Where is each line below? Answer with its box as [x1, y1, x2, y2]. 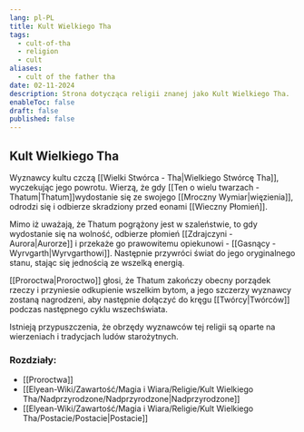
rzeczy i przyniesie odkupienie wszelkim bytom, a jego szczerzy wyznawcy [9, 284, 292, 295]
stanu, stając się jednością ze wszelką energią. [9, 257, 185, 268]
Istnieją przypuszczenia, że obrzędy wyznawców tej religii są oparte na [9, 321, 276, 332]
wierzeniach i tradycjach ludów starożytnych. [9, 330, 179, 341]
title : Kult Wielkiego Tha [9, 22, 112, 31]
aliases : [9, 64, 43, 74]
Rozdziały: [9, 353, 57, 366]
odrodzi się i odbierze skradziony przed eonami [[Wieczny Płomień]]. [9, 201, 268, 211]
